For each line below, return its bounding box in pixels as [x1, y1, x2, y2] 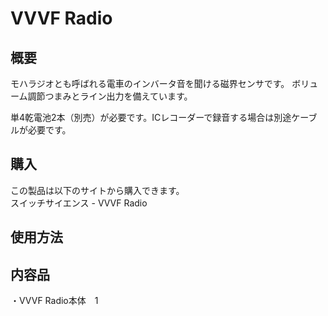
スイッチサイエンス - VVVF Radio [10, 197, 148, 209]
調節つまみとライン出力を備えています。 [27, 90, 193, 102]
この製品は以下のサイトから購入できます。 [10, 184, 185, 196]
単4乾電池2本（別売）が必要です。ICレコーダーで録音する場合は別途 [10, 112, 292, 123]
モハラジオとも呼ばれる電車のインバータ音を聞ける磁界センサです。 [10, 78, 290, 89]
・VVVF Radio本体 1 [10, 295, 99, 307]
